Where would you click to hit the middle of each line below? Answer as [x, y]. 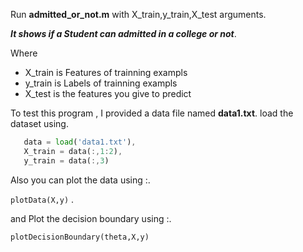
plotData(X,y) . [42, 199]
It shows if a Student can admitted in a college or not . [123, 33]
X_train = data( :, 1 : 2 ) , [73, 151]
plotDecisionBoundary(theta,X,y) [80, 237]
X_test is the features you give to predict [108, 93]
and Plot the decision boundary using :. [91, 218]
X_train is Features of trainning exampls [106, 72]
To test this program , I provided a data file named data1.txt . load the [152, 113]
